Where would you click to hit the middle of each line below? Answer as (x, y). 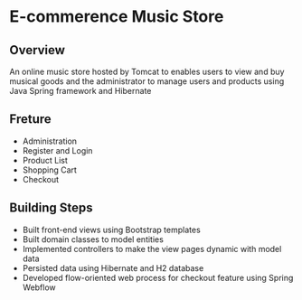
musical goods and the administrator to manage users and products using (147, 81)
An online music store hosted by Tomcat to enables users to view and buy (147, 71)
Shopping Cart (49, 170)
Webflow (39, 287)
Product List (45, 160)
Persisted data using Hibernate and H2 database (113, 267)
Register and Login (57, 150)
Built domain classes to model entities (93, 239)
